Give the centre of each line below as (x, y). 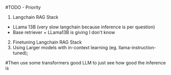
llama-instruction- (137, 47)
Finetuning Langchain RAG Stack (47, 42)
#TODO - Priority (23, 7)
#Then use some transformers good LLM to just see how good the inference (86, 63)
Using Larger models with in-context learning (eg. (65, 47)
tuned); (20, 53)
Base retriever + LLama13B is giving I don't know (64, 32)
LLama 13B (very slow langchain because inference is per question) (84, 27)
